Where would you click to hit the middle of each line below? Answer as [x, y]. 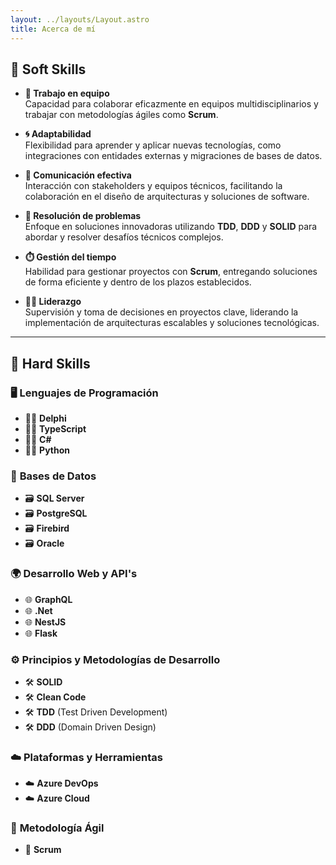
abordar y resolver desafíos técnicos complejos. [124, 237]
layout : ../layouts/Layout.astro [80, 19]
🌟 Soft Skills [48, 69]
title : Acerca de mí [53, 29]
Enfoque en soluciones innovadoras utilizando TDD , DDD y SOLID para [171, 227]
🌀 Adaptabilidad [58, 134]
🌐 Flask [41, 633]
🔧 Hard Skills [50, 363]
